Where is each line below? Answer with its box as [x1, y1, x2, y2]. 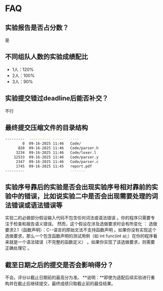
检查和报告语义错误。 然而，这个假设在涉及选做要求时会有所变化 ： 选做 [13, 221, 158, 227]
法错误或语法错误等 [5, 201, 63, 209]
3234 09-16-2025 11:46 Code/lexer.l [16, 150, 97, 155]
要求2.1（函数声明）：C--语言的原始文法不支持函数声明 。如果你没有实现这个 [5, 227, 157, 233]
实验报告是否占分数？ [5, 23, 69, 32]
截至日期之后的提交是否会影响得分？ [5, 260, 114, 269]
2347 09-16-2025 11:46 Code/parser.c [16, 159, 98, 164]
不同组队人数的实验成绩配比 [5, 53, 88, 61]
